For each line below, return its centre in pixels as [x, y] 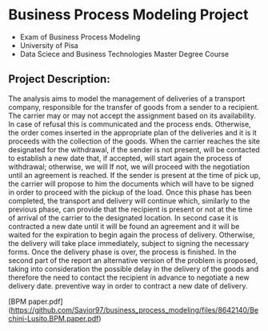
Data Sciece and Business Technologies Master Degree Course [124, 54]
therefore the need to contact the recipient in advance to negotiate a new [129, 277]
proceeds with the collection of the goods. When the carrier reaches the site [134, 141]
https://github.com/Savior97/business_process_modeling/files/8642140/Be [134, 309]
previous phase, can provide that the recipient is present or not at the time [130, 209]
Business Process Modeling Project [129, 15]
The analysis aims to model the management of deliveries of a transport [127, 99]
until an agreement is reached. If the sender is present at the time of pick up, [134, 175]
